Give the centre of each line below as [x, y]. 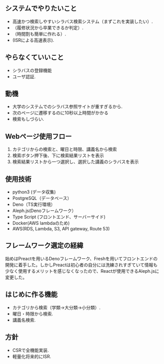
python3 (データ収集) [34, 192]
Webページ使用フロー [39, 136]
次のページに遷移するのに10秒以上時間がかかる [60, 113]
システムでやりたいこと [41, 8]
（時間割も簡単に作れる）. [39, 34]
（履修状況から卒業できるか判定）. [48, 27]
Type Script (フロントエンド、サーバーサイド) [59, 217]
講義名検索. [24, 320]
